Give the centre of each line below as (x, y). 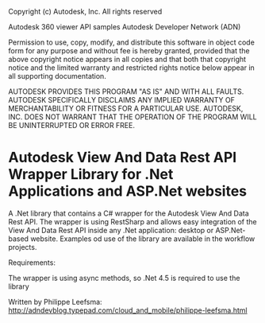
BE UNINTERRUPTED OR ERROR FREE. (71, 125)
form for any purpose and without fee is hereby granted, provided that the (129, 51)
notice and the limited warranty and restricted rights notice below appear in (132, 68)
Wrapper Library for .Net (91, 175)
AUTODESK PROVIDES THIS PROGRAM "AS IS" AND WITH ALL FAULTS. (126, 91)
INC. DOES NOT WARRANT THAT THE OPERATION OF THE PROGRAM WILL (132, 117)
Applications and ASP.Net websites (128, 191)
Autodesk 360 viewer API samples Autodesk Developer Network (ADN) (125, 27)
